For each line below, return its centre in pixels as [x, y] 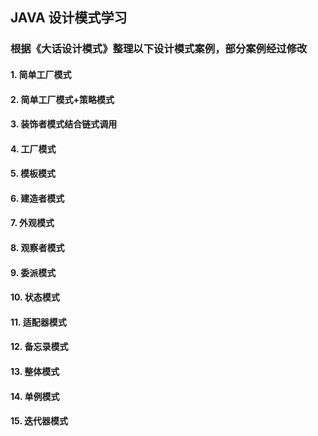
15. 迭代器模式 [39, 421]
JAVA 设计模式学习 [69, 18]
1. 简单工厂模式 [41, 74]
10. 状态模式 [35, 297]
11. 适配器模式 [38, 322]
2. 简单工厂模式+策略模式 [62, 99]
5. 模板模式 [33, 174]
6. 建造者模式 [37, 198]
